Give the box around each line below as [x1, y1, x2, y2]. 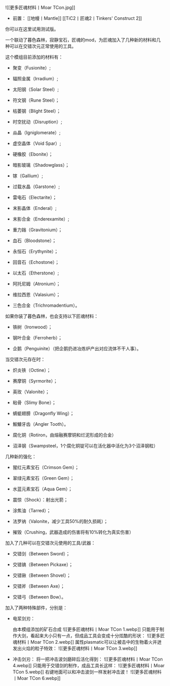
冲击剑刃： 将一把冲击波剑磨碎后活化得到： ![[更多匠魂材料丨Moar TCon [12, 656, 163, 662]
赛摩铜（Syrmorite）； [12, 378, 58, 384]
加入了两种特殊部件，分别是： [5, 605, 67, 611]
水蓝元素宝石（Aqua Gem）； [12, 486, 72, 492]
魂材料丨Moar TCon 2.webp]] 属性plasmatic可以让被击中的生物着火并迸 [12, 639, 162, 645]
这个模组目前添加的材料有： [5, 54, 63, 60]
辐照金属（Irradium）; [12, 76, 58, 81]
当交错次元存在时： [5, 356, 46, 362]
